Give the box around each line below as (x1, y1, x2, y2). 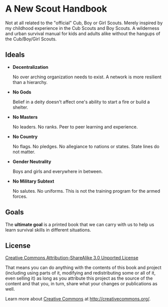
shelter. (12, 104, 29, 110)
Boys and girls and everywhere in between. (12, 168, 103, 174)
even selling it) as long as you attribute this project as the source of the (5, 275, 153, 281)
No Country (12, 134, 38, 140)
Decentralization (12, 64, 49, 70)
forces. (12, 193, 28, 199)
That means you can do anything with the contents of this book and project (5, 265, 161, 271)
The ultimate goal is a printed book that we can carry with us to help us (5, 221, 154, 228)
